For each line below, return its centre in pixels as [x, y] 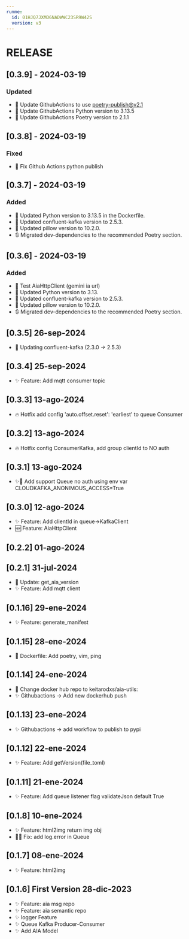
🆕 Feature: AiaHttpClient [46, 529]
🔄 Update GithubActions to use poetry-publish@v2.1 [79, 105]
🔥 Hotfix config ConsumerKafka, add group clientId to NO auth [92, 448]
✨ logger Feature [36, 917]
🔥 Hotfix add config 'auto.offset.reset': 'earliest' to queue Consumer [99, 414]
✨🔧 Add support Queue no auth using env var [71, 481]
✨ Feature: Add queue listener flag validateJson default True [89, 796]
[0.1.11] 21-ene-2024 [45, 782]
